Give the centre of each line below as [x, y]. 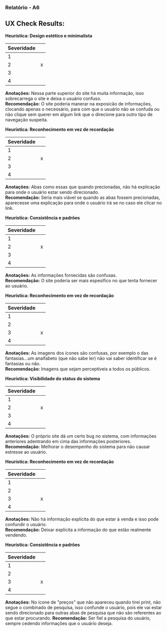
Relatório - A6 [22, 7]
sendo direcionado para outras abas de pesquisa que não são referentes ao [83, 613]
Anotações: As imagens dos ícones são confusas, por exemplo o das [77, 353]
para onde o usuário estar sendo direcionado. [52, 192]
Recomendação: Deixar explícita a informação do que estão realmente [78, 530]
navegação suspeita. [27, 119]
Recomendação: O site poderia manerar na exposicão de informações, [78, 103]
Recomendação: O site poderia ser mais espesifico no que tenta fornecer [81, 280]
